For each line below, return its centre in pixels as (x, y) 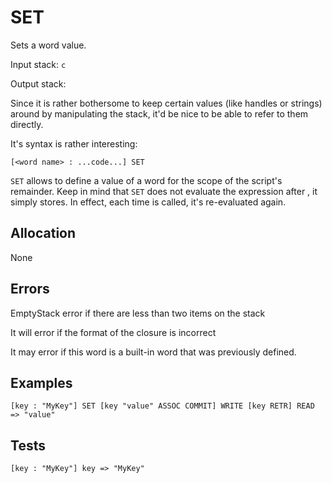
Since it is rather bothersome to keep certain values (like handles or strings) (166, 103)
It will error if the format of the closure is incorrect (113, 332)
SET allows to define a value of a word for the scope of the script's (146, 180)
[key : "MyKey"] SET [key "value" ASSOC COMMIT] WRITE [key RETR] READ (162, 406)
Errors (30, 289)
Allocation (43, 233)
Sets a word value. (48, 45)
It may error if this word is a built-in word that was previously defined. (153, 352)
